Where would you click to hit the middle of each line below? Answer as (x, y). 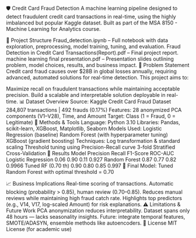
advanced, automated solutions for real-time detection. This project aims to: (97, 77)
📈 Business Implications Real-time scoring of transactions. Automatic (90, 183)
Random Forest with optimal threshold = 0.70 (60, 172)
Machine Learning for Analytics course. (53, 29)
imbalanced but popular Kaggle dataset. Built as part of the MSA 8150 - (92, 23)
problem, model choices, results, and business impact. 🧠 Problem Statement (98, 65)
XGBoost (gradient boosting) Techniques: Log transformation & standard (93, 141)
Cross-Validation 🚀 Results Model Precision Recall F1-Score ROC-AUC (90, 153)
